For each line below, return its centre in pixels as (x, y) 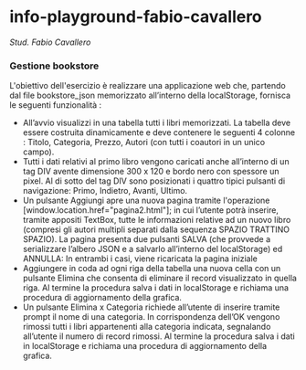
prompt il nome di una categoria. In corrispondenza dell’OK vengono (151, 317)
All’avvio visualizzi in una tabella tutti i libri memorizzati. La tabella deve (157, 123)
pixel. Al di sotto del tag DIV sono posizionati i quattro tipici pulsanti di (154, 181)
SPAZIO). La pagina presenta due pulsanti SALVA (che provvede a (147, 239)
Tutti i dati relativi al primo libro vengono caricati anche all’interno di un (156, 162)
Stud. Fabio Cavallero (50, 42)
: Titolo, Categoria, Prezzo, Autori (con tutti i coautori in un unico (144, 143)
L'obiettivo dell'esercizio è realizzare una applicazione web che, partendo (148, 86)
